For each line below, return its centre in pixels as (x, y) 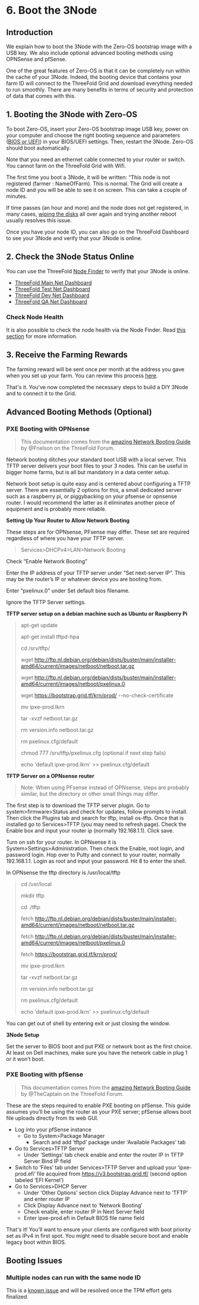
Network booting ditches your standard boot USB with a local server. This (96, 460)
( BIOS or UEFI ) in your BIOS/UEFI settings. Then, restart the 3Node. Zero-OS (100, 141)
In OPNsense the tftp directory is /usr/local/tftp (63, 873)
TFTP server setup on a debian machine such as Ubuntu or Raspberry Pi (97, 614)
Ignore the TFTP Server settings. (46, 602)
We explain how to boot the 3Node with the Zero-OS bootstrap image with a (99, 46)
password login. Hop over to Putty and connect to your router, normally (93, 855)
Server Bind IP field (47, 1161)
